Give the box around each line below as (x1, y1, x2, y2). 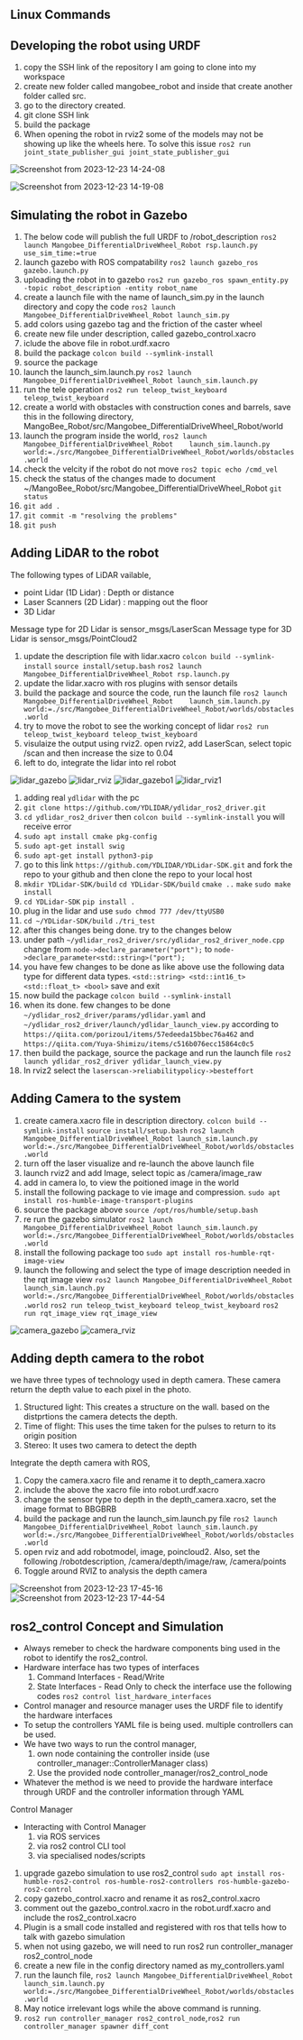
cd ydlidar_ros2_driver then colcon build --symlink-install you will (23, 811, 286, 822)
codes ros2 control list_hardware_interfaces (36, 1691, 212, 1702)
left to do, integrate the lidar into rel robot (23, 757, 177, 767)
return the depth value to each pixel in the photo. (10, 1384, 192, 1395)
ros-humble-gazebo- (216, 1878, 291, 1887)
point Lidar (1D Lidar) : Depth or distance (23, 586, 175, 598)
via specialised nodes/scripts (36, 1851, 146, 1861)
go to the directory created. (23, 100, 126, 111)
